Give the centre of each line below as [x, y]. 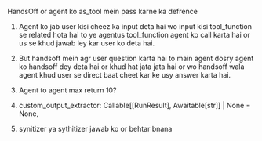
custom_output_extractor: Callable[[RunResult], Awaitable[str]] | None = [135, 105]
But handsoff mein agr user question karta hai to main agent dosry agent [136, 58]
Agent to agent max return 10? [67, 90]
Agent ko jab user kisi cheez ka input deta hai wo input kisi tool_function [135, 26]
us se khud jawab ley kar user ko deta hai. [87, 43]
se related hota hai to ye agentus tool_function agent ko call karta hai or [134, 35]
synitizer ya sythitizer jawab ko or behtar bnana [95, 129]
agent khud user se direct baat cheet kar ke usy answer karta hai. [125, 75]
